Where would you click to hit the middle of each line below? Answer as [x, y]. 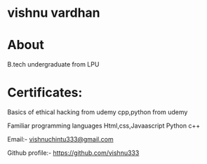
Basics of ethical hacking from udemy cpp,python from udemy [98, 112]
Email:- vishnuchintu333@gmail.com [60, 139]
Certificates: [45, 93]
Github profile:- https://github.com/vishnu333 [73, 153]
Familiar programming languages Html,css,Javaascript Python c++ [104, 126]
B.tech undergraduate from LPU [53, 64]
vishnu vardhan [54, 13]
